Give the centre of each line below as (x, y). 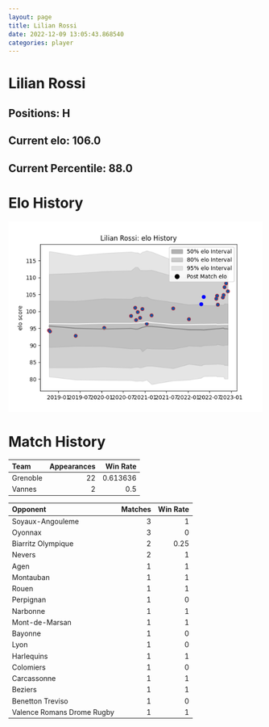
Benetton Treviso (40, 701)
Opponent (29, 510)
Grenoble (27, 478)
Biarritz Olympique (43, 544)
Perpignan (29, 600)
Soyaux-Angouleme (45, 521)
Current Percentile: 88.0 (70, 168)
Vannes (24, 490)
